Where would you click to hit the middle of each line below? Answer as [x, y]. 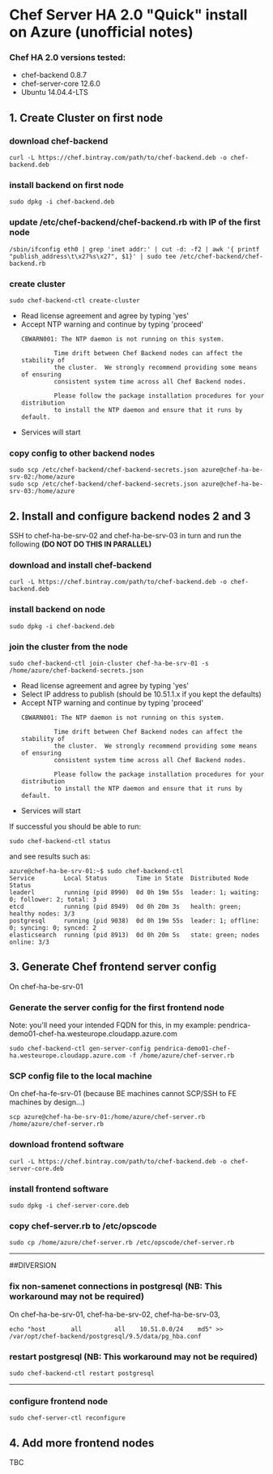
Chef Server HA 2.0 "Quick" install [128, 15]
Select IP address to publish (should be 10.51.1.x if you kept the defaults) [141, 694]
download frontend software [67, 1145]
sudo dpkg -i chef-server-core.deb [69, 1206]
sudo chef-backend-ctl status [60, 842]
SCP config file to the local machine [81, 1076]
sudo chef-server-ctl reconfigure [68, 1418]
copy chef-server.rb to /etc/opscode [83, 1226]
